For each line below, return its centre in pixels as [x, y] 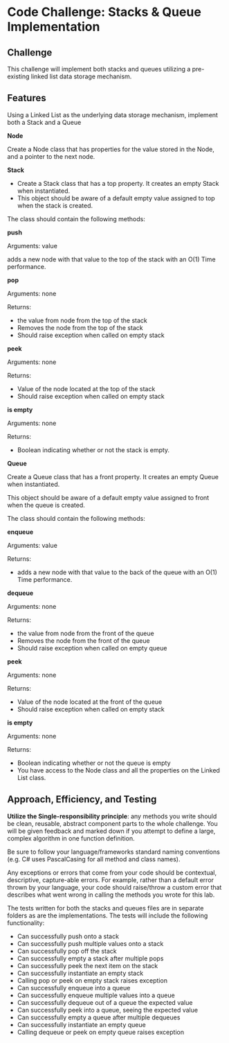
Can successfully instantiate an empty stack [80, 973]
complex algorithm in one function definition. [71, 838]
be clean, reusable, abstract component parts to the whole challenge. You [112, 823]
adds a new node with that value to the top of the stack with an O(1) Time [111, 259]
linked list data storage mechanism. [81, 76]
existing [18, 76]
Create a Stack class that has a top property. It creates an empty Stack [118, 183]
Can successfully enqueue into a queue [74, 988]
